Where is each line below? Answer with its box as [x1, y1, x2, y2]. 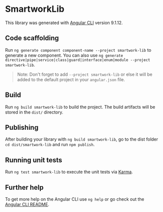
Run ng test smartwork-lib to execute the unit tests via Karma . [5, 169, 133, 175]
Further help [5, 183, 44, 191]
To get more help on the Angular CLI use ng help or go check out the [5, 196, 144, 202]
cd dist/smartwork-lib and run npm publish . [5, 142, 95, 148]
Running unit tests [5, 156, 62, 164]
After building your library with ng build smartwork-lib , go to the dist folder [5, 136, 159, 142]
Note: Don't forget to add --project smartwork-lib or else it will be [17, 71, 153, 77]
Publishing [5, 123, 39, 131]
